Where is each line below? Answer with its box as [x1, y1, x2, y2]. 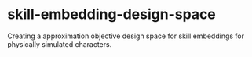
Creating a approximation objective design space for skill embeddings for [7, 31, 245, 41]
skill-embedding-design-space [7, 5, 217, 23]
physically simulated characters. [7, 39, 112, 48]
